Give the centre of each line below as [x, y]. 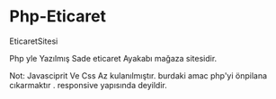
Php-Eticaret [58, 16]
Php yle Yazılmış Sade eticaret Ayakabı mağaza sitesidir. [113, 58]
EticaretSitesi [34, 41]
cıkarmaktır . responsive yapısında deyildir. [89, 85]
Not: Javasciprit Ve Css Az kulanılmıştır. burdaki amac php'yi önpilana [138, 75]
